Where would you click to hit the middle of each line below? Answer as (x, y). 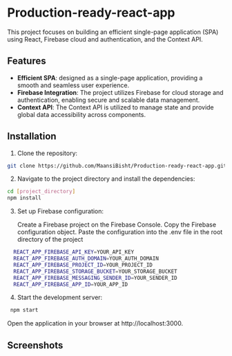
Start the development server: (60, 297)
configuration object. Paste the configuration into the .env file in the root (120, 232)
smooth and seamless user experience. (73, 85)
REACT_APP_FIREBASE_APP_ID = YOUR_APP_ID (71, 284)
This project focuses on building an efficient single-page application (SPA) (113, 32)
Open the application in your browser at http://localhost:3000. (95, 323)
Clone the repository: (47, 153)
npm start (24, 310)
